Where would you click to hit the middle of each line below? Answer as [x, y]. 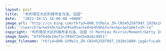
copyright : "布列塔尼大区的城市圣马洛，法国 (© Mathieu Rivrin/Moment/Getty [80, 32]
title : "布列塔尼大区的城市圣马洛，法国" [44, 14]
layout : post [19, 9]
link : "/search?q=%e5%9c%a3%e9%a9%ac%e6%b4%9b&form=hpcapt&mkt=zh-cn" [79, 28]
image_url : [16, 23]
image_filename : [22, 41]
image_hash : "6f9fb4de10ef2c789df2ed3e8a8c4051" [56, 37]
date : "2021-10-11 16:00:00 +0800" [44, 18]
